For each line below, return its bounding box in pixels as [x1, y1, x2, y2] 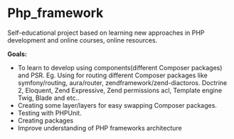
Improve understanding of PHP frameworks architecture [17, 123, 183, 132]
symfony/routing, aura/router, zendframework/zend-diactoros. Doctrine [17, 78, 228, 87]
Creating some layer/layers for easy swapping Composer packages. [17, 101, 217, 109]
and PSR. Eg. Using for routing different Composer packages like [17, 71, 208, 79]
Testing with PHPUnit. [17, 109, 82, 117]
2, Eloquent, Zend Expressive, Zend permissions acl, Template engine [17, 86, 223, 94]
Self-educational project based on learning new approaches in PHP [7, 28, 205, 37]
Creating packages [17, 116, 74, 125]
